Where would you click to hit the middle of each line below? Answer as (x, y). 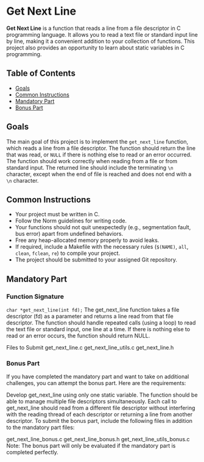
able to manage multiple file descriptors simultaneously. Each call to (92, 402)
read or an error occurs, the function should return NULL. (78, 336)
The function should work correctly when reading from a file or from (92, 161)
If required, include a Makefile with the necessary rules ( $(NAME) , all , (102, 247)
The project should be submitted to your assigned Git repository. (96, 260)
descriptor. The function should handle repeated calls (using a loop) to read (101, 323)
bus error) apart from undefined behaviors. (69, 234)
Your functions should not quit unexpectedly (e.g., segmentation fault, (103, 227)
